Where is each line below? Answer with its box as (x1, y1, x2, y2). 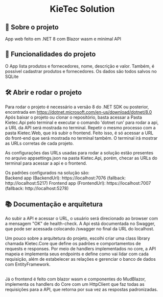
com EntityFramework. (5, 261, 51, 268)
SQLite (5, 74, 19, 79)
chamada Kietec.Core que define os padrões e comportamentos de (5, 241, 141, 247)
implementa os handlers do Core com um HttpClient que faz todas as (5, 281, 145, 287)
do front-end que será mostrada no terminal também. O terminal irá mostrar (5, 135, 158, 141)
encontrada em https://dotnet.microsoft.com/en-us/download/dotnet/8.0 (5, 109, 152, 115)
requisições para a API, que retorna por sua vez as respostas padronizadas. (5, 287, 158, 293)
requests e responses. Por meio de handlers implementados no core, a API (5, 246, 156, 252)
